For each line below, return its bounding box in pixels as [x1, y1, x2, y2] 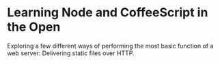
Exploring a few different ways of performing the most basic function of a [7, 42, 214, 50]
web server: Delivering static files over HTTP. [7, 49, 135, 57]
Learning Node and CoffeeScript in [7, 5, 208, 20]
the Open [7, 19, 61, 35]
